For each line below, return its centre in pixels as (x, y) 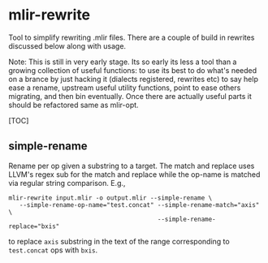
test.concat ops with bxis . (53, 250)
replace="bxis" (34, 226)
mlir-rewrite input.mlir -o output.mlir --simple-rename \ (110, 198)
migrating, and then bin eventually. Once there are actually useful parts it (130, 96)
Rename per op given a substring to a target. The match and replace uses (132, 166)
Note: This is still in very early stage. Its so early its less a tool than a (123, 62)
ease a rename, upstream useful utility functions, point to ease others (125, 88)
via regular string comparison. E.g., (67, 183)
